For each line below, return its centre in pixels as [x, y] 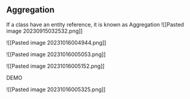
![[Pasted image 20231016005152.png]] [55, 66]
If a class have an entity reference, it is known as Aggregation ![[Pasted [95, 24]
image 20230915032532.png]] [44, 31]
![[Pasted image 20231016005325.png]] [56, 89]
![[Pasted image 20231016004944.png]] [56, 42]
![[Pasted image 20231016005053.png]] [56, 54]
